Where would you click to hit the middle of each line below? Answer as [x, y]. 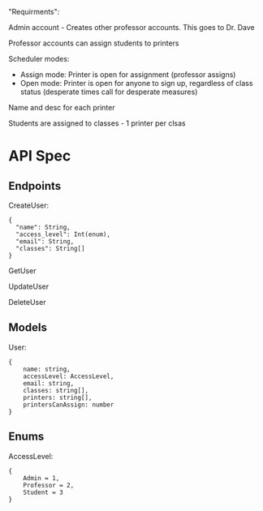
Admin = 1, [41, 478]
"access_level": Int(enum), [63, 234]
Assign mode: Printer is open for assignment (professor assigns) [128, 75]
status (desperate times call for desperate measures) [109, 92]
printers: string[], [58, 397]
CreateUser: [29, 205]
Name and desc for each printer [62, 107]
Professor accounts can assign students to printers [94, 43]
